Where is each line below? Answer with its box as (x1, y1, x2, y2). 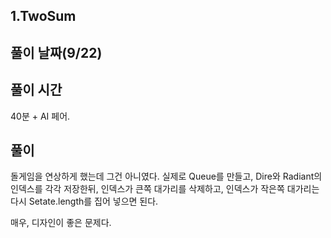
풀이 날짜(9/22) (10, 44, 103, 61)
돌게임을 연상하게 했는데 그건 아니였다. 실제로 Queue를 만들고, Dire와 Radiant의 (10, 170, 323, 183)
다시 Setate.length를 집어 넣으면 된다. (10, 195, 159, 208)
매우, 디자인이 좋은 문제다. (10, 217, 112, 229)
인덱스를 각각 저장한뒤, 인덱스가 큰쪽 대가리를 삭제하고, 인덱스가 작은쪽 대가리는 (10, 183, 320, 195)
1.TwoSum (10, 8, 77, 25)
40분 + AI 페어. (10, 110, 71, 122)
